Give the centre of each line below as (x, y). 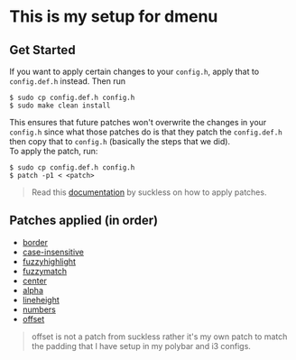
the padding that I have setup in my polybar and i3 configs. (141, 346)
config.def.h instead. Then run (68, 81)
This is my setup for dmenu (114, 17)
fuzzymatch (45, 271)
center (35, 281)
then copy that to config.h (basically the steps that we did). (120, 141)
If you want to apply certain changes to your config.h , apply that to (134, 71)
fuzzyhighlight (49, 261)
